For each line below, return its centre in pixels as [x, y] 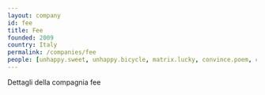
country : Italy [32, 45]
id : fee [20, 23]
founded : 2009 [31, 38]
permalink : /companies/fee [52, 52]
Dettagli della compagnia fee [54, 82]
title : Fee [25, 30]
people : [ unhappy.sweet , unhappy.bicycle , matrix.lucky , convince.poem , [130, 60]
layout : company [34, 15]
